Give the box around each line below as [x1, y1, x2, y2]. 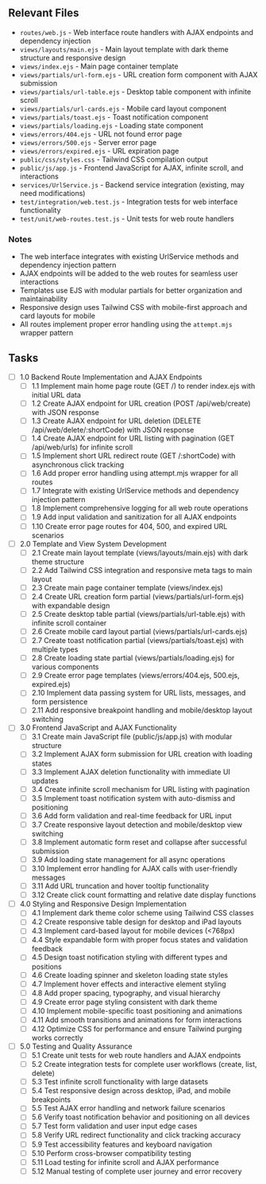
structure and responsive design [19, 53, 126, 62]
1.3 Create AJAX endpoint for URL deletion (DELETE [31, 416, 202, 425]
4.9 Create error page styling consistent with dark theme [31, 997, 218, 1006]
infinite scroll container [31, 617, 107, 628]
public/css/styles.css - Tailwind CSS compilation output [19, 155, 208, 164]
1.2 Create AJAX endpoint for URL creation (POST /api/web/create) [31, 398, 252, 409]
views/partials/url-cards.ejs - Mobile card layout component [19, 104, 227, 113]
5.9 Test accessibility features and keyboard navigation [31, 1139, 213, 1149]
